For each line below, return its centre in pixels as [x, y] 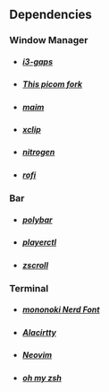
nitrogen [38, 152]
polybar [37, 220]
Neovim [37, 355]
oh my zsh [42, 378]
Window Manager [49, 40]
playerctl [39, 242]
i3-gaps [38, 61]
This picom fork [52, 84]
